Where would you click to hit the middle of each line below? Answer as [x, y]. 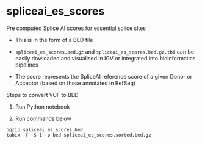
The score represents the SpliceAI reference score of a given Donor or [103, 76]
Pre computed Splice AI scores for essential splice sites [76, 28]
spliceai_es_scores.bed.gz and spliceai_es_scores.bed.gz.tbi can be [104, 52]
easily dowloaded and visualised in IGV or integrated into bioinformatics [105, 58]
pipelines [27, 65]
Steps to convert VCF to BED [42, 95]
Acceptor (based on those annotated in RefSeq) [75, 83]
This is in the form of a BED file [54, 40]
